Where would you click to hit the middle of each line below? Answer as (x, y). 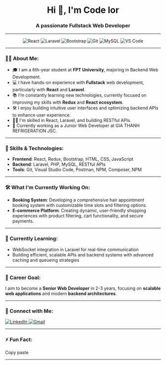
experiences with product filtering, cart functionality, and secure (78, 216)
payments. (23, 221)
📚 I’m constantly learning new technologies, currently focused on (79, 95)
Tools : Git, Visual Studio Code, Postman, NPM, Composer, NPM (77, 170)
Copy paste (17, 352)
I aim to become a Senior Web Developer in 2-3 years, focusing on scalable (83, 288)
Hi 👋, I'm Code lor (83, 10)
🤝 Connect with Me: (29, 311)
